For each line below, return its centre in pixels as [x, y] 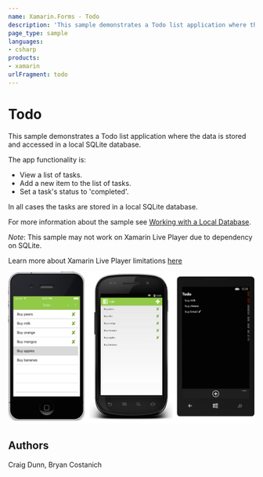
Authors [29, 446]
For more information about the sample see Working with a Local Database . [130, 222]
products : [24, 58]
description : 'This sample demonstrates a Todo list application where [127, 25]
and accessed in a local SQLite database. [75, 144]
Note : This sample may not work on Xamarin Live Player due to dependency [130, 237]
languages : [26, 42]
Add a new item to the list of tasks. [75, 183]
